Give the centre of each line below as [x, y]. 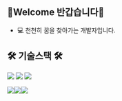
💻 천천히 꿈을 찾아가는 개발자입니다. [66, 30]
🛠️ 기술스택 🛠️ [35, 56]
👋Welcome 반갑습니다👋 [56, 12]
